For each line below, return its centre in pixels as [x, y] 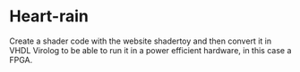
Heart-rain [49, 16]
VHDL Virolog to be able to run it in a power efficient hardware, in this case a [150, 50]
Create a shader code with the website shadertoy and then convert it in [140, 41]
